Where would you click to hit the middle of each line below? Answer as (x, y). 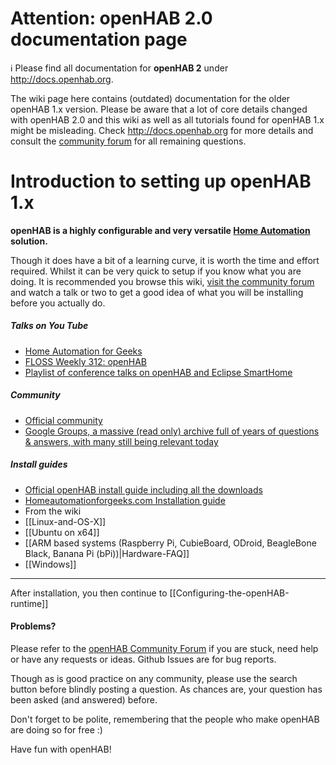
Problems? (33, 626)
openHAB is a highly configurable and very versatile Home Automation (160, 230)
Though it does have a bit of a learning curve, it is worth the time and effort (165, 260)
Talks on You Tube (49, 326)
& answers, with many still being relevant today (121, 441)
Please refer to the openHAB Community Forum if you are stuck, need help (164, 648)
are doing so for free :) (56, 729)
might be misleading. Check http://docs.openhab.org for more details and (162, 130)
